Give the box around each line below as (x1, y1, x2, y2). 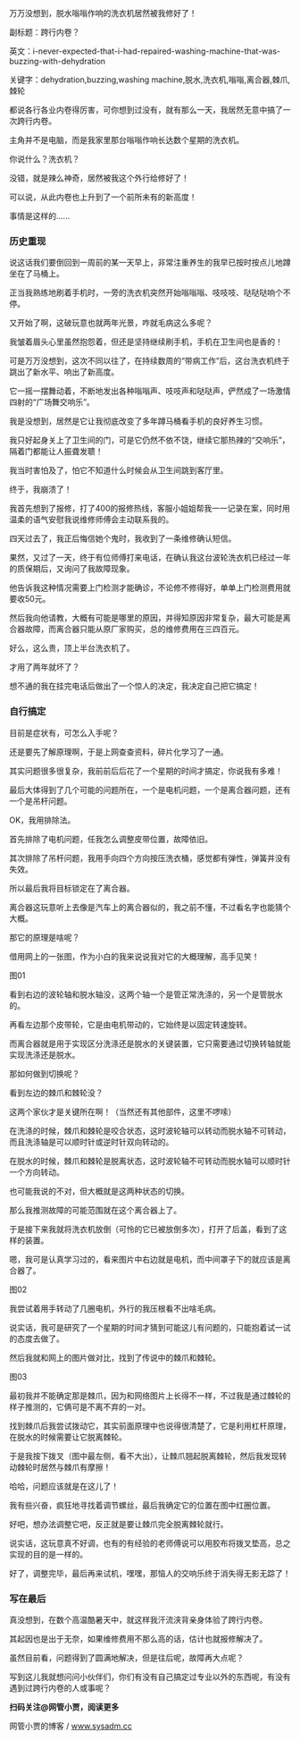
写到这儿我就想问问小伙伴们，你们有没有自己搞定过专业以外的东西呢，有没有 (9, 1671, 291, 1682)
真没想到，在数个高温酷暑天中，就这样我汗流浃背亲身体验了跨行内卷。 (9, 1614, 268, 1625)
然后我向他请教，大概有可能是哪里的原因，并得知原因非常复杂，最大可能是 (9, 612, 283, 623)
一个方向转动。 (9, 1166, 64, 1178)
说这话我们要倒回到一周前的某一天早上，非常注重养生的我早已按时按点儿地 (9, 258, 283, 268)
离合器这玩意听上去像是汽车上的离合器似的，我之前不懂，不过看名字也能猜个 (9, 901, 291, 912)
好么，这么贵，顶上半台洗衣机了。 (9, 643, 135, 654)
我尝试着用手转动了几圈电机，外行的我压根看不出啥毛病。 (9, 1303, 221, 1313)
